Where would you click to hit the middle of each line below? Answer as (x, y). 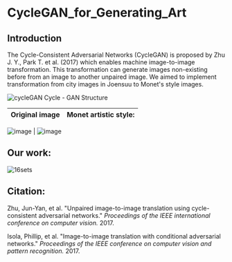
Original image (35, 114)
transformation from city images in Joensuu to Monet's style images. (106, 84)
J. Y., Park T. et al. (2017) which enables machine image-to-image (101, 62)
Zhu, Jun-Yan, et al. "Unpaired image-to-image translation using (99, 208)
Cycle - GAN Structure (76, 97)
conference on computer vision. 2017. (61, 223)
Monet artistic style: (101, 114)
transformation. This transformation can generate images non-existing (107, 69)
